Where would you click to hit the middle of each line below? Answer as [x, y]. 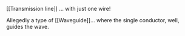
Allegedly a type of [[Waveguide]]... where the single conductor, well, [93, 20]
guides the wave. [28, 27]
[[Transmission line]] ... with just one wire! [59, 9]
